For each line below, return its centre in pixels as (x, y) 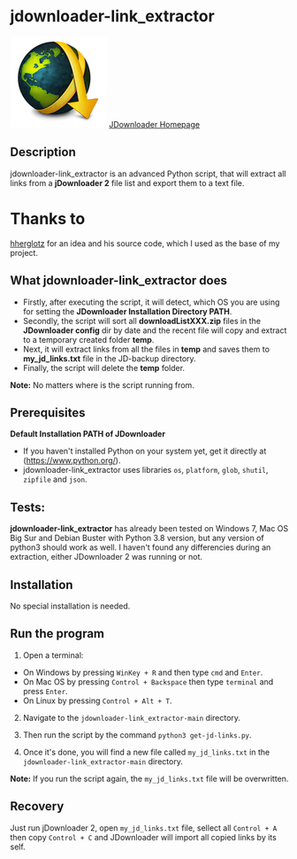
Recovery (37, 806)
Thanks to (48, 218)
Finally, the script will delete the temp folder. (103, 368)
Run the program (57, 634)
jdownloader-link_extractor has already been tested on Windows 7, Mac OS (149, 529)
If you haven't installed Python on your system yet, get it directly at (145, 451)
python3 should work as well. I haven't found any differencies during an (141, 547)
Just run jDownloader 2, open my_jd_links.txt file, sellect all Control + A (144, 828)
